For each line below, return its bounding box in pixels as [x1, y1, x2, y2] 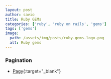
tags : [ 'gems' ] [5, 26, 37, 31]
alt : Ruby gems [10, 40, 42, 45]
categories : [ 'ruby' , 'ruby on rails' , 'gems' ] [5, 21, 107, 27]
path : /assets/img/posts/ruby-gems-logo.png [10, 36, 104, 41]
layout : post [5, 7, 33, 13]
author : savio [5, 12, 35, 17]
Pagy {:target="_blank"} [12, 68, 61, 74]
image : [5, 31, 19, 36]
